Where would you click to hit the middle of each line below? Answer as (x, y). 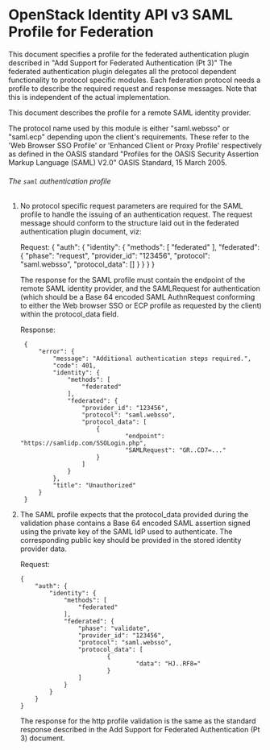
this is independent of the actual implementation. (89, 97)
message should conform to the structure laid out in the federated (129, 223)
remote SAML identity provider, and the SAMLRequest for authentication (140, 288)
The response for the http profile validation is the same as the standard (138, 721)
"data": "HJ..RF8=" (168, 664)
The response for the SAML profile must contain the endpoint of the (133, 280)
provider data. (43, 549)
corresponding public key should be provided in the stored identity (131, 541)
